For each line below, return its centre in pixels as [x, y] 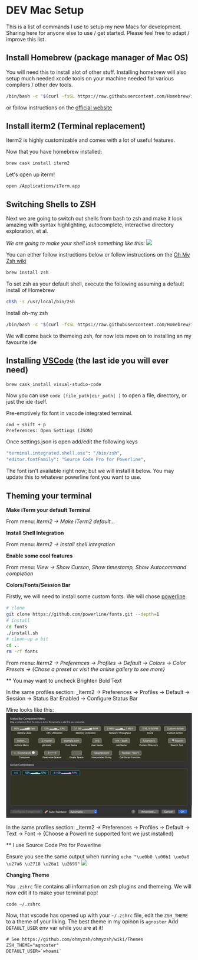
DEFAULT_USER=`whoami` [34, 951]
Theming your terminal [49, 496]
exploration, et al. [27, 231]
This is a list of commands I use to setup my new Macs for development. [94, 27]
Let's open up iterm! [31, 174]
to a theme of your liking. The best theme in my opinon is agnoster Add [92, 921]
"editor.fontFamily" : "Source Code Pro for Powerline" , [76, 460]
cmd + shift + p [26, 425]
